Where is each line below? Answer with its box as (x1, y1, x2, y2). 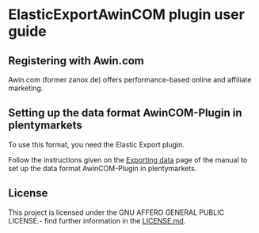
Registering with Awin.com (8, 54, 145, 67)
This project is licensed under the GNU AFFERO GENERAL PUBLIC (8, 208, 224, 217)
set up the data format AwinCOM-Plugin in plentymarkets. (8, 163, 197, 173)
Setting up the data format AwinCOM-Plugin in (8, 106, 243, 120)
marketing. (8, 83, 44, 93)
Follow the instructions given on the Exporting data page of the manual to (8, 155, 248, 164)
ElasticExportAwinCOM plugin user (8, 6, 246, 24)
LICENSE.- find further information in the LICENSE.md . (8, 216, 186, 225)
